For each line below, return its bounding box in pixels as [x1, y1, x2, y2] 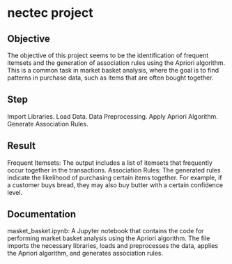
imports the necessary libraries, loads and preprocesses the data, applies [7, 242, 218, 250]
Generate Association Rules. [7, 119, 88, 128]
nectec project [7, 5, 93, 21]
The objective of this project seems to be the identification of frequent [7, 51, 209, 59]
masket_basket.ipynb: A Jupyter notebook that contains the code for [7, 227, 204, 235]
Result [7, 140, 36, 152]
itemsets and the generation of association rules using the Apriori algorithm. [7, 59, 226, 67]
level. [7, 188, 23, 196]
